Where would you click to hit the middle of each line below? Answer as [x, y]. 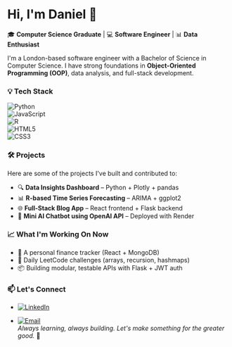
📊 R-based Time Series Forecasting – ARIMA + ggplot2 [99, 198]
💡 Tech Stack [30, 91]
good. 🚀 [29, 336]
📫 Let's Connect [37, 289]
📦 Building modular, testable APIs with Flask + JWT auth [100, 267]
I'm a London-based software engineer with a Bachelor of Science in [107, 58]
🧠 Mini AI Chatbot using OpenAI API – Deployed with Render [106, 216]
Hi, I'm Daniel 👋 [52, 14]
